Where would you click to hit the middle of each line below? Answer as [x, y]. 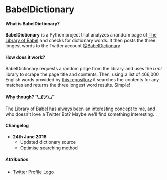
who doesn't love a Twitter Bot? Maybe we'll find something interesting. [80, 114]
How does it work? [25, 57]
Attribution [17, 159]
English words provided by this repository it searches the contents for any [82, 79]
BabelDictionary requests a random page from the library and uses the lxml [83, 68]
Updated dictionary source [48, 142]
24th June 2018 [29, 137]
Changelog [17, 126]
